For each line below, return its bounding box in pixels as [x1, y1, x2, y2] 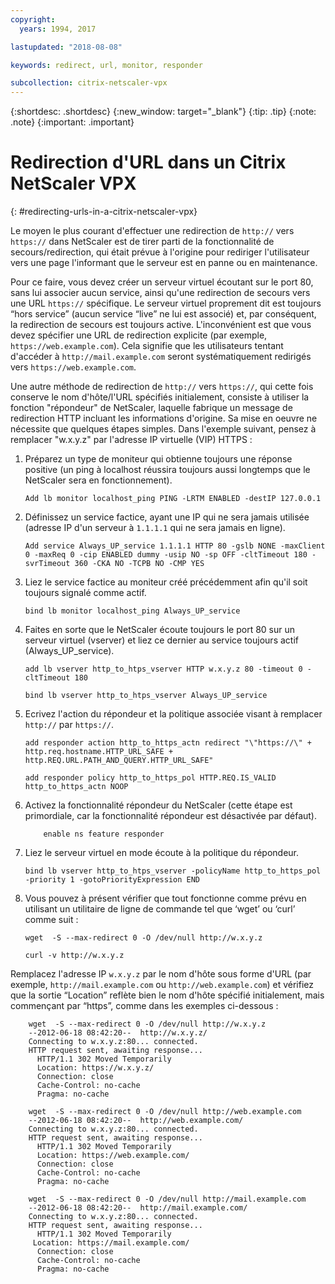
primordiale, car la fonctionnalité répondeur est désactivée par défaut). [24, 810, 318, 822]
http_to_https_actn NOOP [24, 782, 129, 792]
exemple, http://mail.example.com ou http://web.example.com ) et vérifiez [10, 979, 314, 991]
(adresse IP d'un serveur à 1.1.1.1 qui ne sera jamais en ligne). [24, 522, 286, 534]
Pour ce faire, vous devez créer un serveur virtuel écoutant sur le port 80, [10, 276, 314, 288]
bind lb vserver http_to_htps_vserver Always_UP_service [24, 691, 268, 701]
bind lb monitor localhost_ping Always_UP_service [24, 606, 241, 616]
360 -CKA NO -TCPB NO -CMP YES [74, 559, 205, 569]
